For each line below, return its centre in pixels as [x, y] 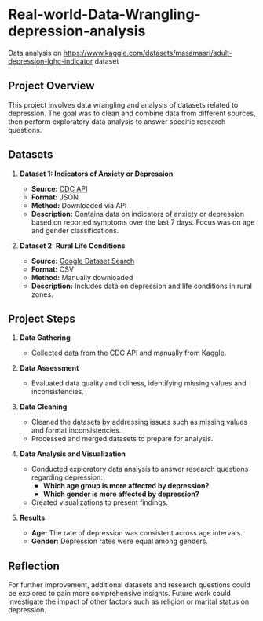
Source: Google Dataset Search [83, 261]
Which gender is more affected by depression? [121, 494]
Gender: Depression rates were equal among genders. [119, 541]
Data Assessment [49, 368]
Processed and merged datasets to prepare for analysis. [122, 439]
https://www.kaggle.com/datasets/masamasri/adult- [148, 53]
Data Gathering [45, 338]
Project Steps [42, 318]
